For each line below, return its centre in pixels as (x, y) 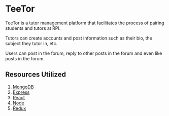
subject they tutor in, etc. (31, 43)
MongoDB (23, 87)
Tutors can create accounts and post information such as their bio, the (79, 38)
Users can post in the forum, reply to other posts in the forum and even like (84, 53)
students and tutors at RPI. (33, 28)
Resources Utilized (36, 75)
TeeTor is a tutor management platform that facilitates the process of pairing (85, 23)
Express (21, 92)
